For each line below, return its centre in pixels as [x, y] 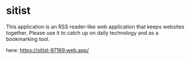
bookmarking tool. [28, 39]
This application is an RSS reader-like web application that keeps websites [95, 27]
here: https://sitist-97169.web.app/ [47, 50]
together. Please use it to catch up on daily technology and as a [82, 32]
